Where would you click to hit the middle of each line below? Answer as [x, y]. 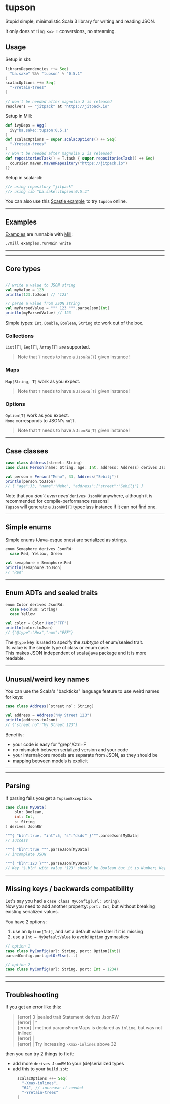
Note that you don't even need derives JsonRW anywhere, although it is [79, 496]
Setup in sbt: [18, 59]
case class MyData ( [26, 808]
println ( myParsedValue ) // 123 [38, 313]
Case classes [27, 451]
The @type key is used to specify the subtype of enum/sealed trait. [74, 642]
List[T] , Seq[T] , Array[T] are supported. [48, 347]
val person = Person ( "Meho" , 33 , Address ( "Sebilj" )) [62, 477]
